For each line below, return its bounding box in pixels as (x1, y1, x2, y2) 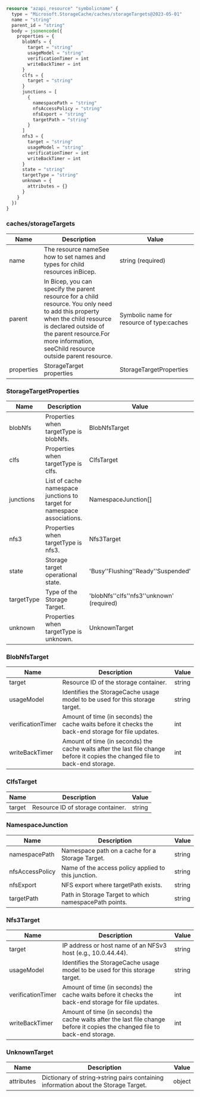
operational (45, 570, 77, 579)
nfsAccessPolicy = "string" (32, 105, 102, 112)
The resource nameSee (43, 245, 110, 253)
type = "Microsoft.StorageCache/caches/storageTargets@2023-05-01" (11, 11, 183, 17)
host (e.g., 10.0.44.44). (62, 949, 128, 957)
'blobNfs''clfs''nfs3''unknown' (89, 591, 174, 600)
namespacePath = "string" (32, 100, 97, 106)
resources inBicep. (43, 268, 96, 276)
